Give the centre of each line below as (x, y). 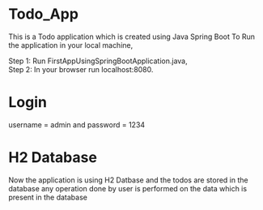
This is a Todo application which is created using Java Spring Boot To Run (132, 36)
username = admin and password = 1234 (77, 124)
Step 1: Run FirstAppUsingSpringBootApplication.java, (98, 61)
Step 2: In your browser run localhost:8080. (81, 69)
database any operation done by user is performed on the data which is (128, 188)
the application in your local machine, (71, 45)
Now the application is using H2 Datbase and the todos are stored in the (128, 180)
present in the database (48, 197)
